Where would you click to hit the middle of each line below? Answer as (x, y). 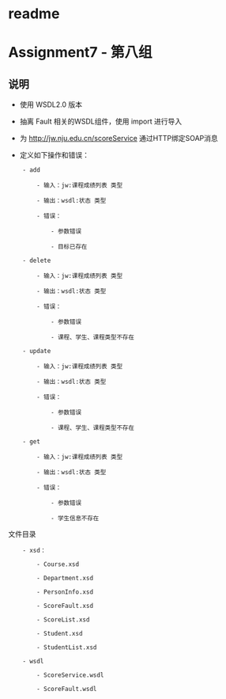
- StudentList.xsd (67, 648)
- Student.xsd (60, 634)
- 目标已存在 (69, 247)
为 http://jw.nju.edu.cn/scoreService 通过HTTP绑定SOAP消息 (119, 139)
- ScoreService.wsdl (70, 675)
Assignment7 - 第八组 (80, 53)
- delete (37, 261)
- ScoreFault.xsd (65, 606)
